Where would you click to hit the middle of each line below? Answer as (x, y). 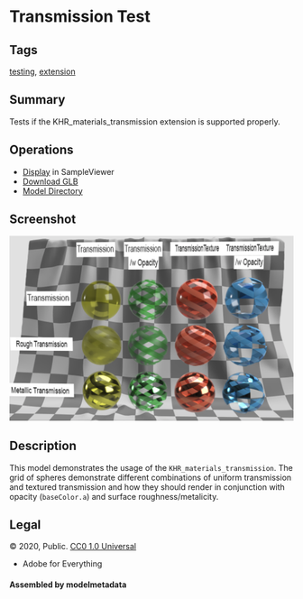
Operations (41, 150)
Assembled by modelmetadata (68, 585)
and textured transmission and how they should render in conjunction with (147, 487)
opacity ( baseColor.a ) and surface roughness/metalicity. (114, 496)
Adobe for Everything (62, 564)
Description (43, 446)
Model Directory (52, 190)
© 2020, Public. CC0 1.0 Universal (73, 547)
